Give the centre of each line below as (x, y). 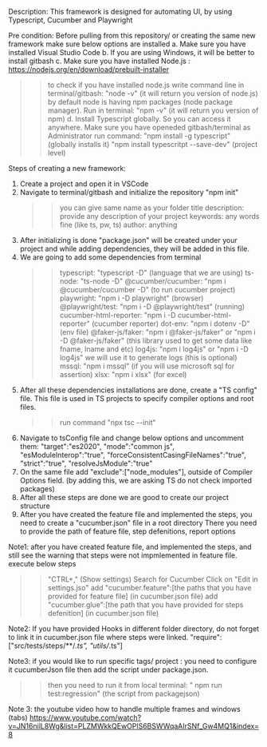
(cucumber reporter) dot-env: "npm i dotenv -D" (171, 324)
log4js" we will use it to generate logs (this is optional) (148, 358)
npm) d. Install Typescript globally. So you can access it (139, 119)
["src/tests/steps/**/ (42, 646)
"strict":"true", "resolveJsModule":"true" (86, 463)
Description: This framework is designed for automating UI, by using (120, 12)
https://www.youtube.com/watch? (85, 717)
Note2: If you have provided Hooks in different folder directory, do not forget (134, 629)
